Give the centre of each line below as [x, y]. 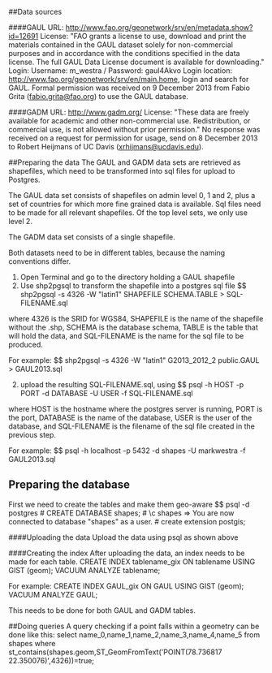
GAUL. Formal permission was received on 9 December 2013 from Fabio [129, 88]
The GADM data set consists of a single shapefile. [92, 237]
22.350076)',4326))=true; [52, 660]
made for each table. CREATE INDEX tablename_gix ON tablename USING [132, 561]
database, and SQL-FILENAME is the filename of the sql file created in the [132, 426]
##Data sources [35, 12]
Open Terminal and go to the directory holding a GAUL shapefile [127, 277]
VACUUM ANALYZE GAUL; [53, 594]
